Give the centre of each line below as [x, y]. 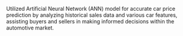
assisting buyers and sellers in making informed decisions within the [90, 21]
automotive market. [30, 28]
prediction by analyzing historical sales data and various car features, [92, 15]
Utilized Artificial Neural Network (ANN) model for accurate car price [91, 9]
